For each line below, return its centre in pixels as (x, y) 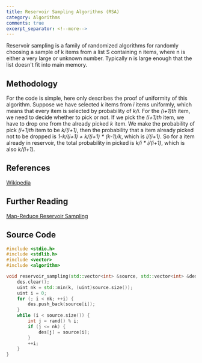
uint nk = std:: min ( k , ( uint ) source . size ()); (75, 287)
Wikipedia (19, 182)
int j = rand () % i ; (54, 321)
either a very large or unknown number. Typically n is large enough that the (99, 58)
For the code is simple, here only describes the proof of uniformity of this (97, 98)
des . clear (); (33, 282)
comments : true (25, 23)
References (28, 168)
